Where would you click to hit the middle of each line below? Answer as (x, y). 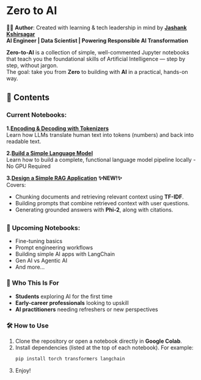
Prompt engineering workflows (54, 247)
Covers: (16, 185)
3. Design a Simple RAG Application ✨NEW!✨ (64, 178)
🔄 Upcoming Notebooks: (43, 228)
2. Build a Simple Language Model (50, 153)
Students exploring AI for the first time (64, 296)
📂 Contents (28, 97)
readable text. (24, 141)
